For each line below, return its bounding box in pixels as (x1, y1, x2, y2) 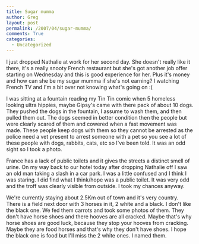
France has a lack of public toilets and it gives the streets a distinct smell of (6, 157, 190, 164)
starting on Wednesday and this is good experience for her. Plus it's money (6, 71, 190, 78)
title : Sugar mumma (6, 8, 55, 15)
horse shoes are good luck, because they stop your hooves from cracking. (6, 219, 189, 226)
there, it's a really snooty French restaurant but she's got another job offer (6, 64, 188, 71)
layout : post (6, 20, 39, 26)
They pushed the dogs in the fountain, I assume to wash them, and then (6, 108, 182, 115)
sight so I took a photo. (6, 145, 62, 152)
